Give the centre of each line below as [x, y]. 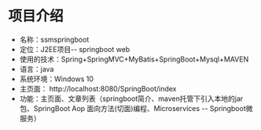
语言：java [37, 69]
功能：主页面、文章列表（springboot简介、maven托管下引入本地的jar [131, 98]
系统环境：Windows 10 [57, 79]
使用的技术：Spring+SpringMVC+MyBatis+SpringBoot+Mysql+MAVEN [134, 59]
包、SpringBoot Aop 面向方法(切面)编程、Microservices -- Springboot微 [136, 108]
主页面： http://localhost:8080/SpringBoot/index [98, 88]
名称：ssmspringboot [54, 39]
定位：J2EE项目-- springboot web [75, 49]
